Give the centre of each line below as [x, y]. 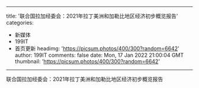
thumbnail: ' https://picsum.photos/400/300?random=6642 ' [87, 61]
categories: [20, 22]
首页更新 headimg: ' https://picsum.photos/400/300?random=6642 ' [97, 48]
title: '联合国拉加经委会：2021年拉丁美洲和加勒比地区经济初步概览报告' [92, 16]
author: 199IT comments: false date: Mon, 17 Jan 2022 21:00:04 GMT [99, 55]
